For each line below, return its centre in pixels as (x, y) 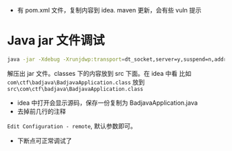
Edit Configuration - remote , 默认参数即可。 (72, 125)
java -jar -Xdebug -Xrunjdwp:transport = (66, 59)
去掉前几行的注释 (41, 111)
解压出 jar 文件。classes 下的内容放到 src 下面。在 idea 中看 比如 (99, 73)
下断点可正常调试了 (45, 141)
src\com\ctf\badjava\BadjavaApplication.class (75, 89)
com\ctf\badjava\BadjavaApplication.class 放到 (76, 82)
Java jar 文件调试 (56, 41)
